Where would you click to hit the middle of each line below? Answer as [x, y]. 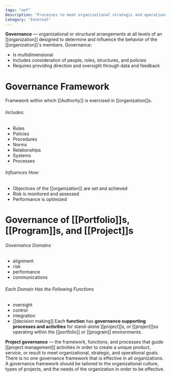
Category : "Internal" [28, 19]
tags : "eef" [18, 10]
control [20, 311]
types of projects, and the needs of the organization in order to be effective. [85, 369]
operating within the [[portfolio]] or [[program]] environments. [77, 332]
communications [30, 277]
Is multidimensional [33, 55]
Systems [22, 155]
